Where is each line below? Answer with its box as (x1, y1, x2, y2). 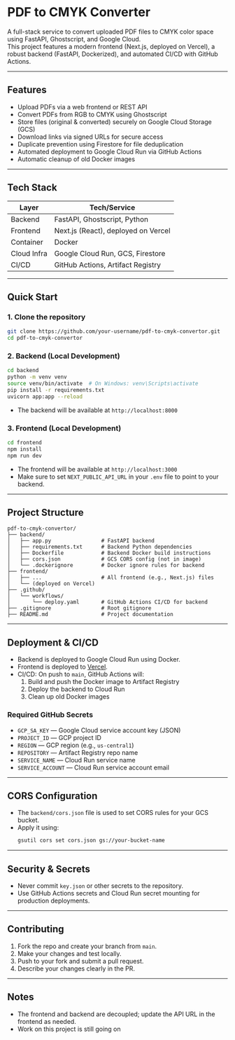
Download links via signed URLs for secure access (17, 132, 164, 141)
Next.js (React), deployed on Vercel (54, 226, 171, 235)
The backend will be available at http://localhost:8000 (17, 406, 178, 414)
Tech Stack (7, 182, 57, 193)
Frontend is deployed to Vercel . (17, 663, 108, 671)
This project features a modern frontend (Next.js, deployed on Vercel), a (7, 42, 215, 50)
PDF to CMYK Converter (7, 4, 151, 20)
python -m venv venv (7, 374, 68, 381)
